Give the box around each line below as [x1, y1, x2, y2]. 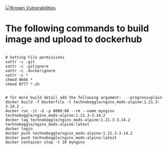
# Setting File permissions [5, 55, 65, 60]
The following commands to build [5, 23, 149, 34]
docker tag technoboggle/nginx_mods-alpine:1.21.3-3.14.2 [5, 117, 130, 122]
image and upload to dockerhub [5, 34, 142, 45]
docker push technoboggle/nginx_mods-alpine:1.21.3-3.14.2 [5, 131, 133, 136]
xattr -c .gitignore [5, 64, 49, 69]
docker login [5, 126, 33, 131]
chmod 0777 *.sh [5, 82, 40, 87]
